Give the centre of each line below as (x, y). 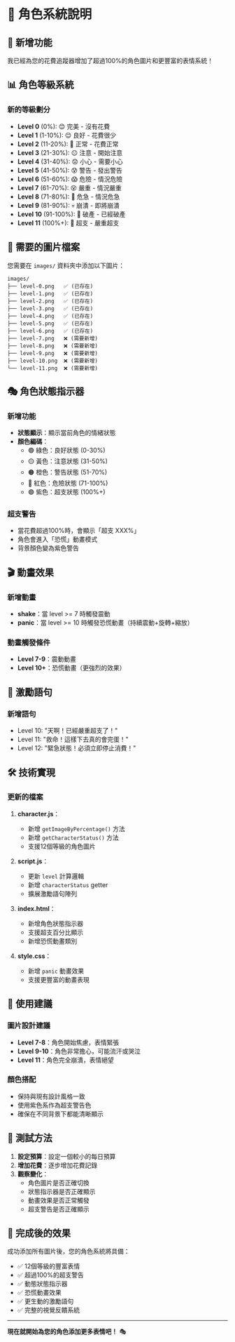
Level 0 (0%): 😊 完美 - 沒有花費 (64, 126)
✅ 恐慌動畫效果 (39, 1293)
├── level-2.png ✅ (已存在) (50, 301)
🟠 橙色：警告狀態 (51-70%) (67, 472)
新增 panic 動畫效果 (56, 971)
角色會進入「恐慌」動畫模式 (57, 539)
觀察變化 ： (33, 1174)
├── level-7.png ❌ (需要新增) (52, 338)
